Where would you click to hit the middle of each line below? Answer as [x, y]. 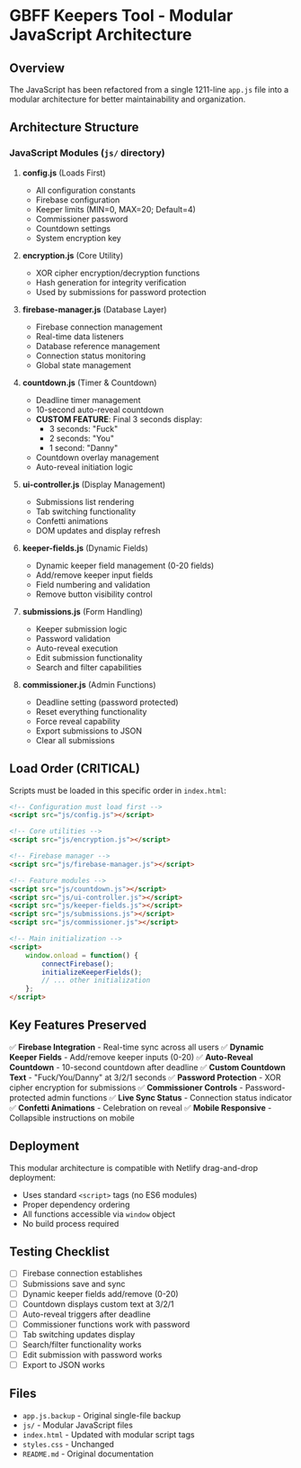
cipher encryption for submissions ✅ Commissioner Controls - [126, 1087]
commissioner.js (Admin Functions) [89, 684]
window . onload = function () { [82, 955]
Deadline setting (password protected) [107, 702]
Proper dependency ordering [76, 1204]
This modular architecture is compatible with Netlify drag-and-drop [134, 1167]
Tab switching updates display [79, 1334]
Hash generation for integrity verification [111, 282]
